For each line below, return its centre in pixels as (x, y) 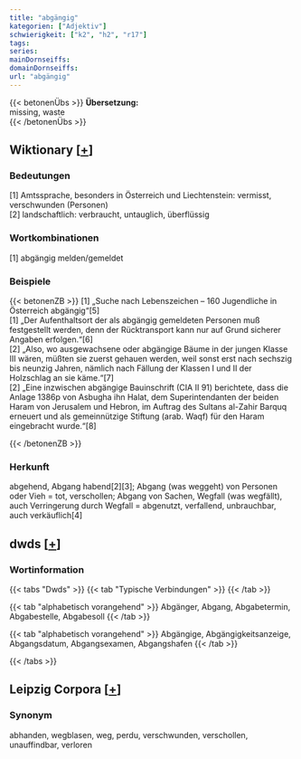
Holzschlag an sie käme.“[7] (62, 378)
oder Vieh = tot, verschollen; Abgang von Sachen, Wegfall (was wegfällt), (146, 496)
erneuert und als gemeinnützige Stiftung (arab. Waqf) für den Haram (137, 416)
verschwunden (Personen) (59, 205)
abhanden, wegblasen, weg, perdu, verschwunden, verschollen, (129, 735)
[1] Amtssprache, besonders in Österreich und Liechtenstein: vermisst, (141, 195)
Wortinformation (47, 569)
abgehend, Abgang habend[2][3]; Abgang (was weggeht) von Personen (144, 487)
